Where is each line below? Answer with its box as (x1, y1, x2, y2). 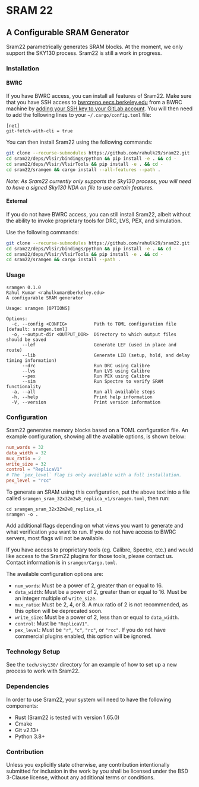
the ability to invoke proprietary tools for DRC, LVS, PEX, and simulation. (6, 217, 182, 224)
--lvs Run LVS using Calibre (21, 368, 150, 374)
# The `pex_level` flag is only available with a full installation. (6, 472, 182, 478)
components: (6, 702, 39, 709)
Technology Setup (6, 647, 61, 656)
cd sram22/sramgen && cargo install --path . (6, 257, 121, 263)
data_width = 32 (6, 450, 46, 456)
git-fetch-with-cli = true (6, 128, 73, 134)
